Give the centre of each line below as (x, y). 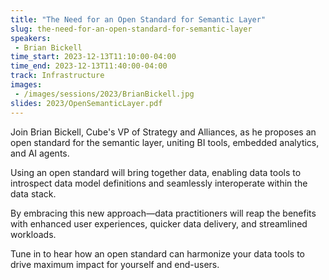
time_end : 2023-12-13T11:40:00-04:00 (89, 66)
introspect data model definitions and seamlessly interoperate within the (159, 183)
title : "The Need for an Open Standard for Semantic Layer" (138, 19)
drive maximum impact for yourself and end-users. (115, 264)
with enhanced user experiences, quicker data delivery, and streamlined (159, 223)
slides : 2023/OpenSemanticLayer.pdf (86, 103)
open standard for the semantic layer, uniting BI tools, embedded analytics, (165, 142)
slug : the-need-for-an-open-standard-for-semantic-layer (131, 29)
